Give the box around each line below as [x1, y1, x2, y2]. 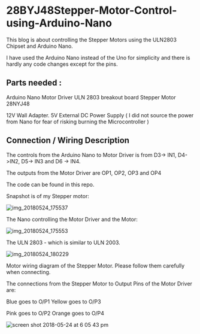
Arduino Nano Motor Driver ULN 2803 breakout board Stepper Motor [6, 93, 177, 101]
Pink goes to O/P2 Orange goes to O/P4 [6, 309, 105, 317]
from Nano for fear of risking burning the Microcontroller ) [6, 118, 150, 125]
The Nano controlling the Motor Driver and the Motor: [6, 215, 138, 223]
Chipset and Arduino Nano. [6, 42, 73, 50]
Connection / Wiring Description [6, 135, 130, 145]
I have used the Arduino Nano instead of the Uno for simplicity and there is [6, 54, 190, 61]
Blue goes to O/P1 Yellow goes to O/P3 [6, 297, 101, 305]
